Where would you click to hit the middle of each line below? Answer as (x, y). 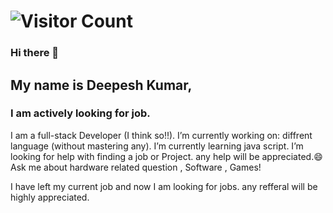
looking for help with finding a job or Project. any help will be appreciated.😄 (166, 156)
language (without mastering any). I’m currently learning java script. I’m (157, 146)
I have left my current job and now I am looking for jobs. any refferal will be (164, 186)
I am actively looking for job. (80, 113)
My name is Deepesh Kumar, (101, 85)
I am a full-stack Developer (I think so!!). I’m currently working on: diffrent (161, 135)
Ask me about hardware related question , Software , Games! (136, 167)
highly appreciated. (50, 197)
